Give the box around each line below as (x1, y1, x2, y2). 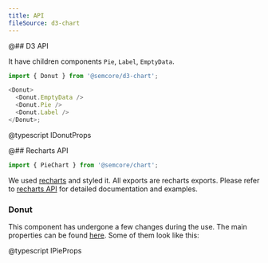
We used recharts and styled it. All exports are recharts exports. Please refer (8, 175, 260, 185)
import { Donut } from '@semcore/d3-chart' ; (8, 72, 159, 80)
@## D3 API (8, 41, 49, 50)
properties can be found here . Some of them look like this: (8, 230, 199, 240)
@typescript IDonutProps (8, 130, 92, 139)
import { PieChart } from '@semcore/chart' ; (8, 161, 159, 169)
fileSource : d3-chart (8, 19, 81, 27)
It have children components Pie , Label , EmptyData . (8, 57, 175, 66)
